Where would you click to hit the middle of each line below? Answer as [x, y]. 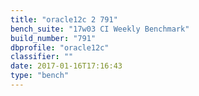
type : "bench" [40, 76]
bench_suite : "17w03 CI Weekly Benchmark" [100, 29]
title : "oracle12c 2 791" [64, 19]
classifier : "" [42, 57]
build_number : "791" [53, 38]
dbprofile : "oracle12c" [60, 47]
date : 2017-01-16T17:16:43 [66, 66]
